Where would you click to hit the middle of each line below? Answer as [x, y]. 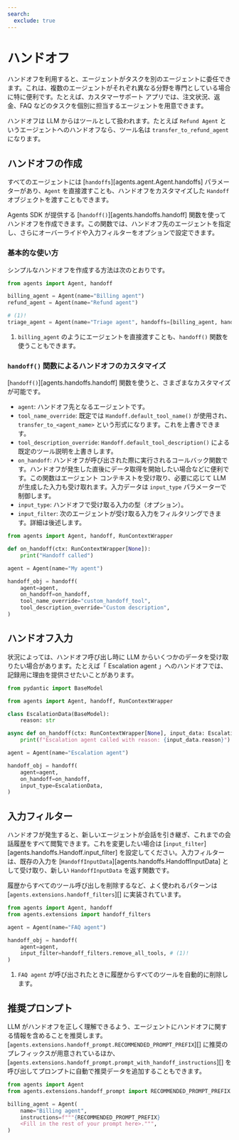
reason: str [38, 720]
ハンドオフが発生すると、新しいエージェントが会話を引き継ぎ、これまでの [116, 835]
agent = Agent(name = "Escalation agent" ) [68, 753]
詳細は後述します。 [57, 523]
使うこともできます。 [48, 346]
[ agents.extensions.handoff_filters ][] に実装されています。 [96, 894]
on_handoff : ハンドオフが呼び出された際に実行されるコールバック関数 [119, 460]
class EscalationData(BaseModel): [59, 714]
